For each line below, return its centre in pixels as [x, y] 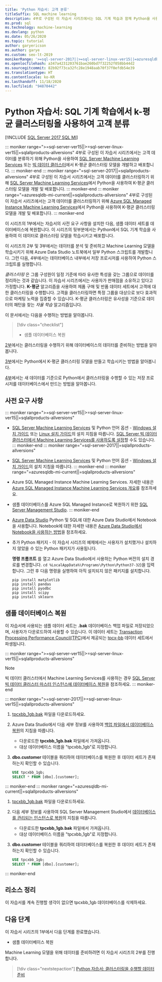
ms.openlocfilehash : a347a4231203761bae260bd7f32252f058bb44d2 [70, 64]
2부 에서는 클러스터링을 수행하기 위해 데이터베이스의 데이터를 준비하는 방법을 [77, 345]
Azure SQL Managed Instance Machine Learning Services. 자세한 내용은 [83, 482]
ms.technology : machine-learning [39, 28]
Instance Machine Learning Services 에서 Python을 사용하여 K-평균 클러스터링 [80, 207]
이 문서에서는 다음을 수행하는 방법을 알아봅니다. [49, 315]
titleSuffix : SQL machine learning [41, 14]
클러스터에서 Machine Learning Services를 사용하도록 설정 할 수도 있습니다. [84, 440]
